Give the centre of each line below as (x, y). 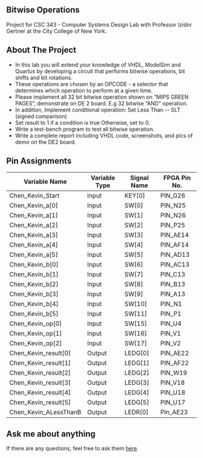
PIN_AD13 (175, 255)
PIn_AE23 (174, 413)
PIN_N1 (171, 304)
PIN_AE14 (175, 235)
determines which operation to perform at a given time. (84, 90)
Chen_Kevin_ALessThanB (45, 413)
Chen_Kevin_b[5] (34, 314)
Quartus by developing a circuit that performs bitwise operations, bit (100, 71)
